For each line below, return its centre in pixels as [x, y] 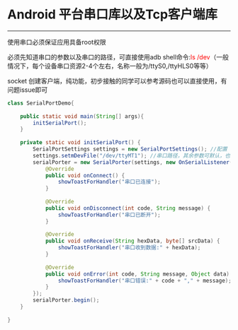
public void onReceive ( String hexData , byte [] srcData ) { [132, 241]
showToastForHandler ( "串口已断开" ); [109, 215]
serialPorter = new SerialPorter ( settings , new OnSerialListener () [134, 162]
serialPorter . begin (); [66, 300]
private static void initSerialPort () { [80, 143]
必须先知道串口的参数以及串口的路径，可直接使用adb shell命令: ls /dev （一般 [118, 57]
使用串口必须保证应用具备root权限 [57, 42]
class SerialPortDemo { [41, 103]
